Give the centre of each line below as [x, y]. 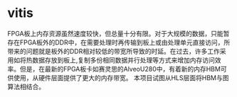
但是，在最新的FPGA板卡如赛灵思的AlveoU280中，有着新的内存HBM [120, 69]
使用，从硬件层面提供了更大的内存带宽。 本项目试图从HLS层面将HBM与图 [121, 78]
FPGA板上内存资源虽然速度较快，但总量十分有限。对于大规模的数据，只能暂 [118, 33]
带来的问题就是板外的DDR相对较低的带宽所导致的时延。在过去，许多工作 [114, 51]
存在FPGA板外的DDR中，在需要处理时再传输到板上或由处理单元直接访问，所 [119, 42]
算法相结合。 [26, 86]
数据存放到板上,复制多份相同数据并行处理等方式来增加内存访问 [123, 60]
